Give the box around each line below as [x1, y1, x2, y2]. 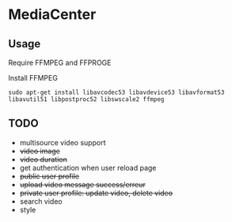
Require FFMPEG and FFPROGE [8, 58, 112, 67]
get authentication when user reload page [19, 163, 157, 172]
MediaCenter [8, 6, 97, 24]
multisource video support [19, 137, 106, 147]
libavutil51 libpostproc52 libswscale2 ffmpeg [8, 96, 165, 103]
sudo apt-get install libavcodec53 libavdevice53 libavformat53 [8, 88, 225, 96]
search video [19, 196, 63, 206]
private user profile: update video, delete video [19, 188, 173, 198]
